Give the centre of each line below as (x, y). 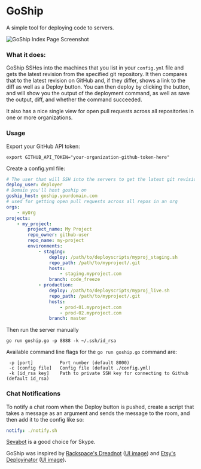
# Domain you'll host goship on (46, 190)
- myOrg (26, 213)
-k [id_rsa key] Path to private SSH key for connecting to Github (98, 373)
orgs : (13, 207)
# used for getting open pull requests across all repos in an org (92, 202)
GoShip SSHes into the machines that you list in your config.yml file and (95, 68)
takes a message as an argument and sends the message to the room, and (98, 413)
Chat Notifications (33, 394)
